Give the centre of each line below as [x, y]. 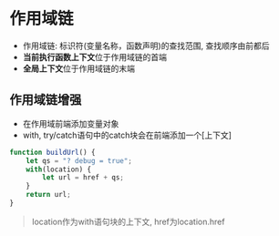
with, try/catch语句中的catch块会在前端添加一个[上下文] [127, 135]
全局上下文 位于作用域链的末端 [78, 68]
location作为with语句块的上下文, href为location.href [128, 221]
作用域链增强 [46, 100]
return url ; [48, 195]
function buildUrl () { [52, 152]
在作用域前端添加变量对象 [71, 123]
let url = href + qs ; [83, 178]
